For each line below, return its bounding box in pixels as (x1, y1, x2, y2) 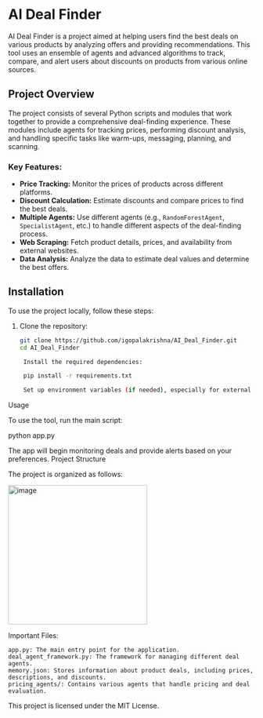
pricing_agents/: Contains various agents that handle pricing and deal (8, 680, 250, 688)
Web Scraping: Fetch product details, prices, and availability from (19, 238, 232, 247)
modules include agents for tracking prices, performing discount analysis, (8, 125, 247, 134)
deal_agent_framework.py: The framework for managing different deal (8, 653, 240, 661)
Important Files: (8, 631, 59, 640)
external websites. (19, 246, 79, 256)
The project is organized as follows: (8, 469, 124, 479)
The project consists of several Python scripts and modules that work (8, 108, 232, 118)
